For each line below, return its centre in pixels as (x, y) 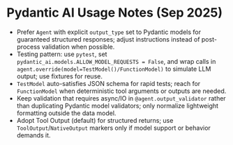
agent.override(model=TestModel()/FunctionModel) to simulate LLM (114, 69)
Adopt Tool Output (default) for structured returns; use (95, 120)
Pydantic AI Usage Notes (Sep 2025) (115, 13)
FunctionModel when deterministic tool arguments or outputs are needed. (121, 91)
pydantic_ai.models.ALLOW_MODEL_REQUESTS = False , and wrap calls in (116, 61)
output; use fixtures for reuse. (59, 76)
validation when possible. (78, 46)
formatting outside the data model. (66, 113)
